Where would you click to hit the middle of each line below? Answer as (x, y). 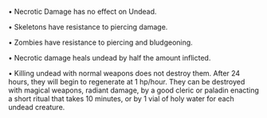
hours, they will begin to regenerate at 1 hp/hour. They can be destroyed (127, 82)
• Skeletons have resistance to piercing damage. (88, 27)
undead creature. (37, 107)
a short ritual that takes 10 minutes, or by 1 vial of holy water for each (122, 98)
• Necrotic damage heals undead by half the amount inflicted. (110, 58)
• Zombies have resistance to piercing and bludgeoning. (100, 42)
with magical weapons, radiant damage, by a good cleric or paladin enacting (133, 90)
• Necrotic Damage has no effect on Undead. (82, 12)
